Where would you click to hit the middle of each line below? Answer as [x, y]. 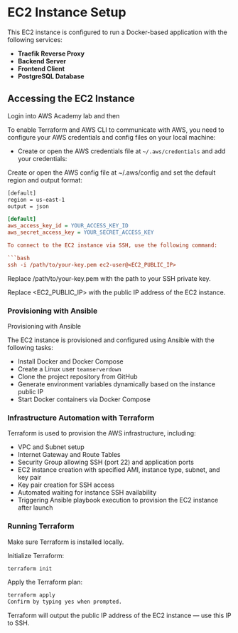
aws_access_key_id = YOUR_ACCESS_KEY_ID [68, 226]
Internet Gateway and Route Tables [69, 455]
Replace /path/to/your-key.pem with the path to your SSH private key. [109, 278]
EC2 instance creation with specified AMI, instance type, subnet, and [119, 470]
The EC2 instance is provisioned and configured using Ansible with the [111, 340]
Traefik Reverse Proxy [51, 53]
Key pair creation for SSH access [66, 485]
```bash [19, 258]
